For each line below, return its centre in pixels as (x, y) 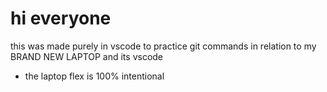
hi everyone (61, 18)
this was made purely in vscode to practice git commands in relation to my (163, 46)
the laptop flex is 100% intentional (94, 76)
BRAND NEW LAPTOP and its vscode (87, 56)
